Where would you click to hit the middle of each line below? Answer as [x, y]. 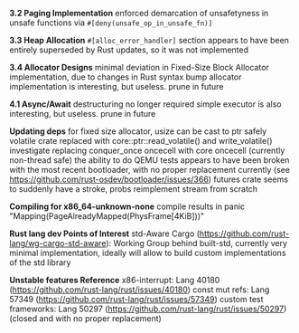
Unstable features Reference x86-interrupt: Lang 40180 [115, 280]
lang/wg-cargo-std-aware [58, 243]
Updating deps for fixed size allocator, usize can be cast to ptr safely [138, 131]
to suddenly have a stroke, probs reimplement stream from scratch [134, 189]
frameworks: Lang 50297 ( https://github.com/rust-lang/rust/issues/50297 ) [148, 309]
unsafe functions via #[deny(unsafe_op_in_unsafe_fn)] [111, 23]
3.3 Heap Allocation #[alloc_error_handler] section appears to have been [149, 40]
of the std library [40, 262]
